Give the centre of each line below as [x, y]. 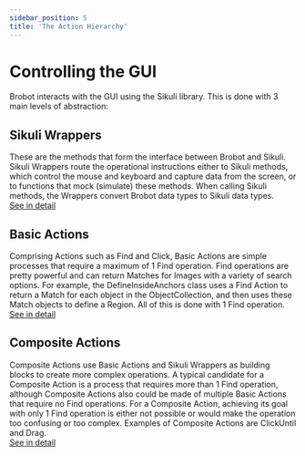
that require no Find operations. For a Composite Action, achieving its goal [149, 403]
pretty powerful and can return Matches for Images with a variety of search [151, 275]
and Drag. [28, 432]
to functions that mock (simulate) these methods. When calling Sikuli [138, 186]
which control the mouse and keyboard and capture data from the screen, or [153, 176]
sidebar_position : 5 [49, 18]
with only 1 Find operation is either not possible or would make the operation [152, 413]
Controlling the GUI [83, 72]
